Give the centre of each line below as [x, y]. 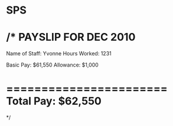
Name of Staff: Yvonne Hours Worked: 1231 [59, 54]
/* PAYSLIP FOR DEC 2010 [71, 37]
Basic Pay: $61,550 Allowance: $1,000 [52, 65]
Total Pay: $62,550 [54, 101]
